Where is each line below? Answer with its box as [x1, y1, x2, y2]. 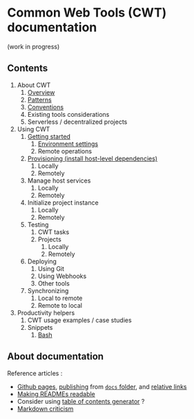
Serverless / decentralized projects [27, 118, 128, 126]
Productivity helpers [17, 308, 75, 317]
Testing [27, 220, 49, 229]
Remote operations [37, 147, 92, 155]
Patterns [27, 95, 52, 104]
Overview [27, 88, 55, 96]
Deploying [27, 257, 57, 266]
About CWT [17, 81, 51, 89]
